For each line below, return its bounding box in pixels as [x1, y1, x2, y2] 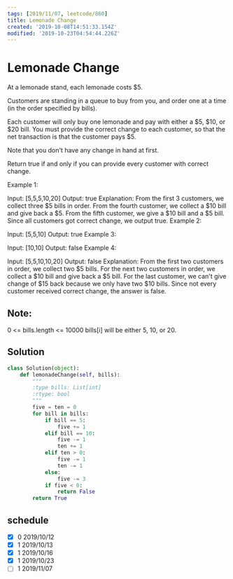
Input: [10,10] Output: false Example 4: [7, 244, 117, 252]
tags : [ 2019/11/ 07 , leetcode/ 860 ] [7, 10, 108, 18]
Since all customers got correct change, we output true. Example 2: [7, 216, 202, 225]
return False [57, 488, 96, 496]
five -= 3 [57, 475, 86, 482]
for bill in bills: [32, 410, 90, 417]
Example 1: [7, 181, 38, 189]
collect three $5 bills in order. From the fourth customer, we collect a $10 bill [7, 202, 227, 210]
